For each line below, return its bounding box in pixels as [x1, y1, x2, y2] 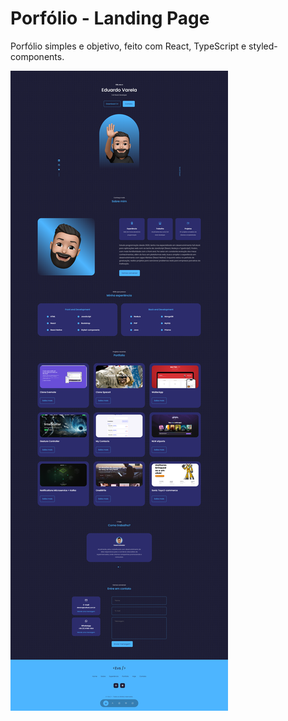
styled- [248, 40, 278, 52]
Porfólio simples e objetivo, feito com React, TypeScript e [10, 40, 247, 52]
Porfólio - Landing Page [10, 7, 210, 30]
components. [10, 50, 65, 62]
